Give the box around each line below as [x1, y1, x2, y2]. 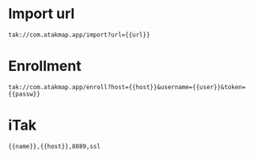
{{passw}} [8, 90, 41, 98]
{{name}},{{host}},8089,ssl [8, 142, 101, 150]
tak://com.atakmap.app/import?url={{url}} [8, 31, 150, 39]
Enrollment [8, 57, 82, 75]
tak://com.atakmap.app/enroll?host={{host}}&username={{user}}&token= [8, 83, 246, 91]
